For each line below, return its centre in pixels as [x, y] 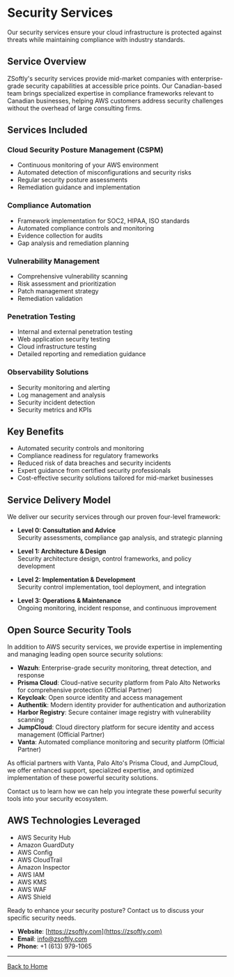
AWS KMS [32, 882]
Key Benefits [36, 432]
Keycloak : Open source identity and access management [100, 698]
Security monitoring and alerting [63, 387]
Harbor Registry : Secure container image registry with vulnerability [114, 712]
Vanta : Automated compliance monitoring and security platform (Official [121, 742]
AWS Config [35, 852]
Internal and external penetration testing [75, 332]
